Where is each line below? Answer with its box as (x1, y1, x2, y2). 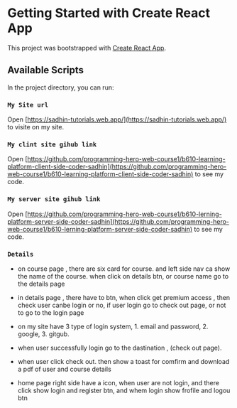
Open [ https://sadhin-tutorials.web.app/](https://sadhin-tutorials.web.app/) (7, 115, 227, 124)
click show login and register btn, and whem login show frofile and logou (17, 386, 231, 394)
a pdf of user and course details (17, 365, 111, 373)
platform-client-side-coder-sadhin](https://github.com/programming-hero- (7, 162, 227, 171)
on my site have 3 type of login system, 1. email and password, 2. (17, 322, 209, 331)
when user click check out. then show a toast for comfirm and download (17, 357, 230, 365)
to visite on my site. (7, 123, 65, 131)
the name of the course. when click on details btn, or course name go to (17, 272, 229, 280)
